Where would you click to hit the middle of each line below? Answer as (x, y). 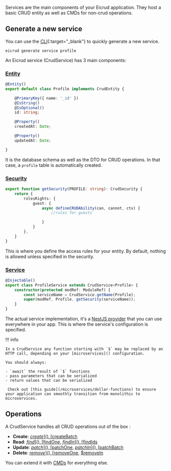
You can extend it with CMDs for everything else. (57, 463)
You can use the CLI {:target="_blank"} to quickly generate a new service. (82, 41)
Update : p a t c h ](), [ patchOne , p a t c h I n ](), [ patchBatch (68, 447)
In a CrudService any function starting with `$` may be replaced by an (84, 349)
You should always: (26, 363)
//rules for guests (72, 213)
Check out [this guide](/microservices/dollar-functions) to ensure (82, 389)
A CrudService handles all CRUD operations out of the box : (68, 426)
